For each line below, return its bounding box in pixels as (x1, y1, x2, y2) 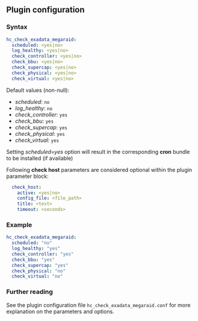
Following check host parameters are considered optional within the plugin (6, 166, 193, 173)
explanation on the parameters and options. (6, 308, 114, 315)
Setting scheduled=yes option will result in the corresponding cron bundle (6, 148, 191, 155)
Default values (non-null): (6, 87, 70, 94)
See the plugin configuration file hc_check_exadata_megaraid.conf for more (6, 301, 191, 308)
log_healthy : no (14, 105, 53, 112)
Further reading (6, 288, 53, 296)
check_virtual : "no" (11, 274, 63, 280)
